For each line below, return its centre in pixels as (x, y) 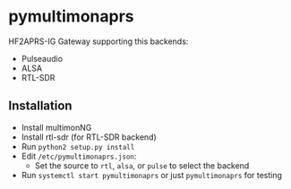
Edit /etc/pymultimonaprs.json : (79, 156)
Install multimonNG (56, 127)
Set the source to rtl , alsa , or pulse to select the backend (142, 165)
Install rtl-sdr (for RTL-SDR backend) (89, 137)
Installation (40, 106)
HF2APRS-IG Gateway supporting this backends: (98, 41)
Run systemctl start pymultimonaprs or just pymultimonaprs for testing (152, 175)
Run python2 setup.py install (78, 146)
